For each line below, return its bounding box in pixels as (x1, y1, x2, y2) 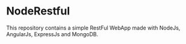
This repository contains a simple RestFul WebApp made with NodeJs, (6, 24, 181, 31)
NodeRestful (6, 4, 70, 18)
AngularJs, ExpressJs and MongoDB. (6, 30, 99, 37)
